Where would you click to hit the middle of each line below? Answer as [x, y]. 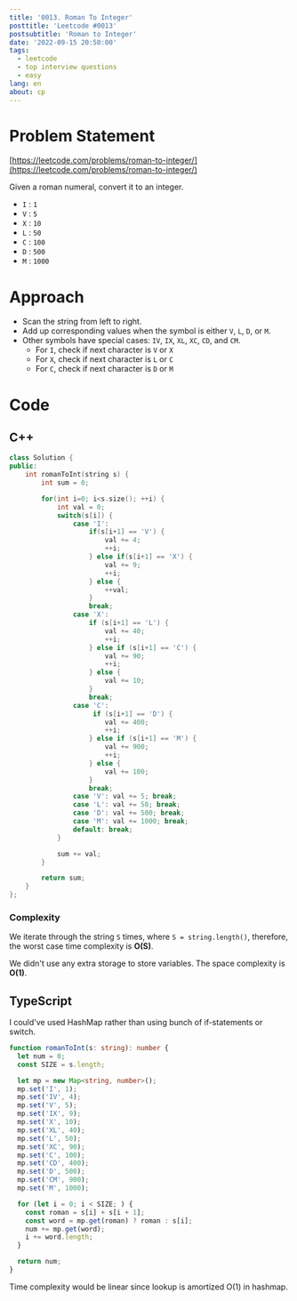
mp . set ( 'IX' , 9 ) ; [49, 1114]
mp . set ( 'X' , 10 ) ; [49, 1122]
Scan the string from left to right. [82, 322]
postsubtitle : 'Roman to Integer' [73, 34]
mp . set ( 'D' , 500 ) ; [52, 1172]
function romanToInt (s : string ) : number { [89, 1048]
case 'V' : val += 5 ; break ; [124, 797]
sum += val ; [79, 854]
